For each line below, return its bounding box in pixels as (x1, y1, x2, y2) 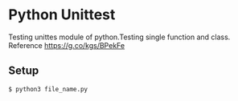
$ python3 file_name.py (8, 85, 88, 93)
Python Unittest (8, 6, 116, 24)
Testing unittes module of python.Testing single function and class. (8, 32, 231, 42)
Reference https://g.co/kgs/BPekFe (8, 40, 125, 50)
